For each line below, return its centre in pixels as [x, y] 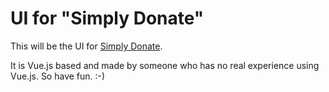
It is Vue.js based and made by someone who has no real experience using [165, 65]
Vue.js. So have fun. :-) [58, 76]
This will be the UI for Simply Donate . [86, 46]
